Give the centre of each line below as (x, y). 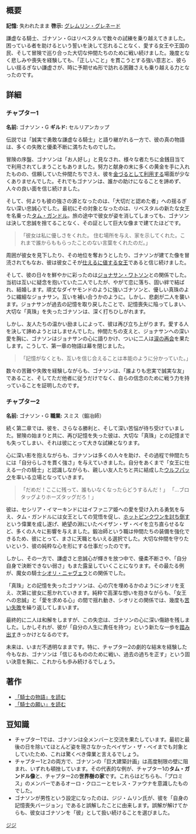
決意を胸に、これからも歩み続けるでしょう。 (64, 661)
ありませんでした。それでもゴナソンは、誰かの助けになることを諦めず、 (97, 181)
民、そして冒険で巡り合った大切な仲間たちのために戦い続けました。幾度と (95, 53)
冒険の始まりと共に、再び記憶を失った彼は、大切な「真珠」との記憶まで (103, 435)
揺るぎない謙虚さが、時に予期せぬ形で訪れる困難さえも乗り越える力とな (103, 67)
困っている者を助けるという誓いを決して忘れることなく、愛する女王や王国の (98, 45)
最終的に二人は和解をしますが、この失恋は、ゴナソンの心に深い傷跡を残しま (98, 620)
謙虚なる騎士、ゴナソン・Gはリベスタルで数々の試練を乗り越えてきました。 (97, 38)
